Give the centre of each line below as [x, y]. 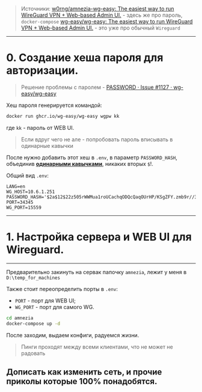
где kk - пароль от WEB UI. [40, 127]
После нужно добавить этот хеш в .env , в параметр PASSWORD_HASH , [92, 157]
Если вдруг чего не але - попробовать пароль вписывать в [97, 139]
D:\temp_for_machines [33, 278]
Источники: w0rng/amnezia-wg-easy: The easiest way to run [97, 9]
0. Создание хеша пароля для [85, 58]
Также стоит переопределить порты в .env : [62, 289]
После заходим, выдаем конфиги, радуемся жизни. [73, 335]
